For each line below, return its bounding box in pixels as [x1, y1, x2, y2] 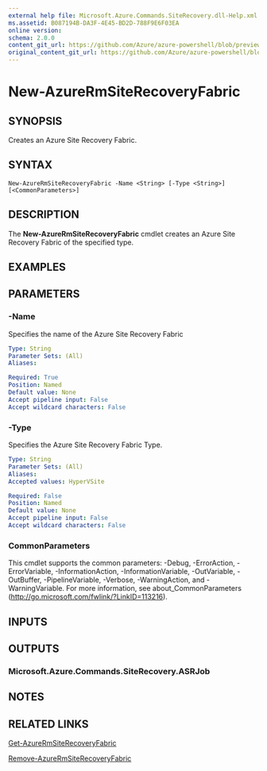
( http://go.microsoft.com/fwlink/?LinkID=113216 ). [8, 592, 168, 602]
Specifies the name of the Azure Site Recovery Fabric [8, 329, 184, 338]
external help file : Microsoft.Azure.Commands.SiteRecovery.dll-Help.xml [8, 11, 258, 20]
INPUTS [8, 615, 48, 628]
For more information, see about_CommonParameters [66, 584, 242, 593]
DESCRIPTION [8, 208, 79, 222]
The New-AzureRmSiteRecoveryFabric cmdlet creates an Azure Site [8, 229, 236, 238]
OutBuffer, [8, 575, 42, 584]
